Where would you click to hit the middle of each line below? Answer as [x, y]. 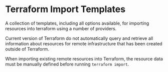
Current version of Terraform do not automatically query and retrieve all [79, 38]
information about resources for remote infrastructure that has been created [84, 43]
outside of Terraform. [27, 49]
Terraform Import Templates [65, 9]
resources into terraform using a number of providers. [61, 28]
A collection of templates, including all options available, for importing [77, 23]
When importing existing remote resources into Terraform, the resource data [84, 58]
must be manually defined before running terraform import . [67, 64]
